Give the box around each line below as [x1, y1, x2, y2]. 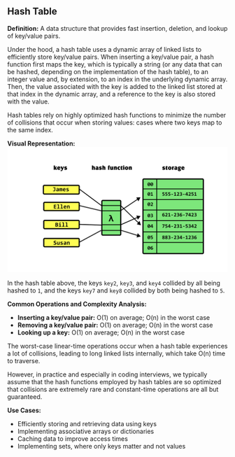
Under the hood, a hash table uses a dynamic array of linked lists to [7, 45, 201, 53]
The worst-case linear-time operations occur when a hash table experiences [7, 342, 228, 351]
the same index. [7, 125, 54, 134]
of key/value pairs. [7, 31, 61, 40]
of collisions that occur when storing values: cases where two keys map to [7, 118, 222, 127]
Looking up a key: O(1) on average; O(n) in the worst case [17, 328, 185, 337]
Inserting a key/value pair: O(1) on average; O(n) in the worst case [17, 314, 211, 322]
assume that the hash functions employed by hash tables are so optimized [7, 378, 222, 386]
